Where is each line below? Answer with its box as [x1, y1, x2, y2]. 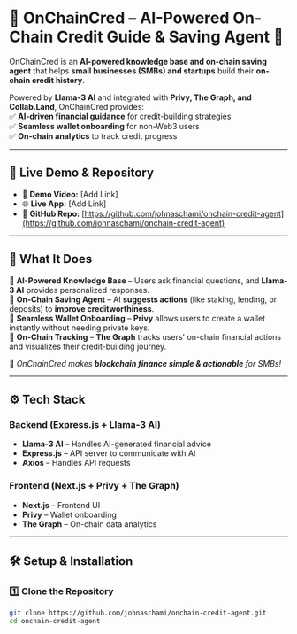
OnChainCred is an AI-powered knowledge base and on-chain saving [9, 56, 268, 66]
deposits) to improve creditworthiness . [9, 303, 155, 313]
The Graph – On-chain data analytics [21, 518, 157, 530]
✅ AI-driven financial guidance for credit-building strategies [9, 111, 232, 121]
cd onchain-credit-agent [9, 617, 101, 626]
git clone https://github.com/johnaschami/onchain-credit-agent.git [9, 608, 267, 618]
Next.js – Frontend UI [21, 499, 101, 510]
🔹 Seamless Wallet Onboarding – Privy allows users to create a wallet [9, 313, 266, 323]
